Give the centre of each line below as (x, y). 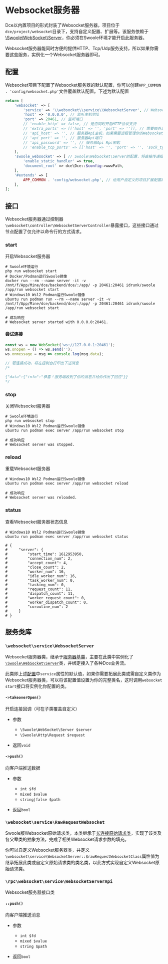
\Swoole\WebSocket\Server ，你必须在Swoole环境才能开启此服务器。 (76, 38)
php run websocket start (31, 271)
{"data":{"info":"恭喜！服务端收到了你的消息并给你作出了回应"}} (67, 377)
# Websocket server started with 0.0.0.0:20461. (57, 322)
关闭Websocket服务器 (28, 406)
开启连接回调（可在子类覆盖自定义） (42, 709)
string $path (33, 947)
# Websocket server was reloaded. (41, 498)
